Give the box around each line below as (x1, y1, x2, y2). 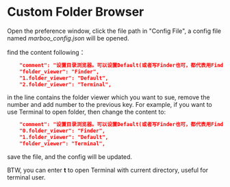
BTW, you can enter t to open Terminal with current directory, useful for (7, 166, 209, 174)
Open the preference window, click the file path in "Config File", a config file (7, 27, 222, 35)
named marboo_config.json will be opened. (7, 34, 129, 42)
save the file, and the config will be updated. (7, 152, 132, 161)
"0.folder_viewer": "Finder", (19, 127, 106, 134)
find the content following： (7, 48, 86, 56)
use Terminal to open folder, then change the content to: (7, 108, 166, 116)
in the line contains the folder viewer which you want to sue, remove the (7, 93, 210, 101)
